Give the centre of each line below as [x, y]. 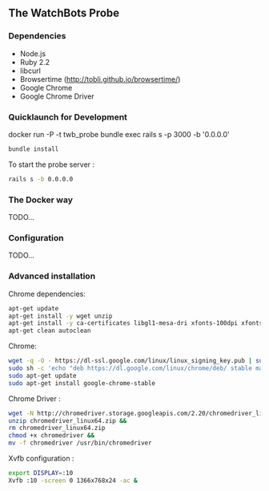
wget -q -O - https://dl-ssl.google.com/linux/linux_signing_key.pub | [130, 361]
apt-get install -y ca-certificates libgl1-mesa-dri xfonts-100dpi [123, 323]
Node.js [33, 53]
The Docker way [41, 200]
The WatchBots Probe [64, 13]
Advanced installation [52, 276]
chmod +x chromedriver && [51, 436]
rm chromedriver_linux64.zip [57, 428]
